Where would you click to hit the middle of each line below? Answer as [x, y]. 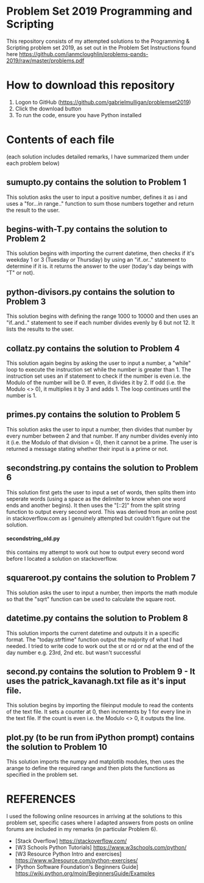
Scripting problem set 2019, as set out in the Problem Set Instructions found [101, 48]
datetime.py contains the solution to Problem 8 [97, 618]
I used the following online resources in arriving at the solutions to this [94, 816]
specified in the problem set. [42, 775]
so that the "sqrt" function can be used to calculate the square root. [91, 599]
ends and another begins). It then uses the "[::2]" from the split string [93, 505]
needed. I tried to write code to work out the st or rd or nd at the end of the [100, 646]
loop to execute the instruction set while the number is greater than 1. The [99, 370]
